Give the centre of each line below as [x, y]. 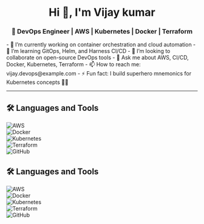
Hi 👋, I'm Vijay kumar [102, 12]
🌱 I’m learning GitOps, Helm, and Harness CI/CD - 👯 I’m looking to [88, 51]
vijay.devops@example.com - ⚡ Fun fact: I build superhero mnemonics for [99, 74]
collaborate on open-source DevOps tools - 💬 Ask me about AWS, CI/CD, [98, 58]
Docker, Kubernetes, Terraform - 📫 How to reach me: [73, 65]
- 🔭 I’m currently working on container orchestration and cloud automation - [101, 44]
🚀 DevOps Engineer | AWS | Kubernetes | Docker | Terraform [102, 32]
